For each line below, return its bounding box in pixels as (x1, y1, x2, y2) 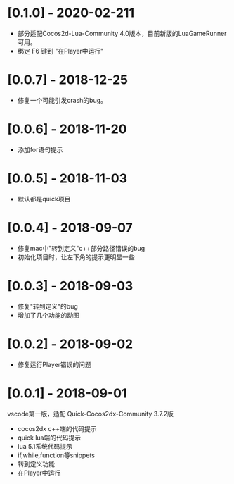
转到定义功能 (17, 459, 55, 468)
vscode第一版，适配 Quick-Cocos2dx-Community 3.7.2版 (7, 409, 174, 418)
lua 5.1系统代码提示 (17, 442, 72, 450)
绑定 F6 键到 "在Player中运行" (17, 46, 104, 55)
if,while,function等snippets (17, 451, 95, 459)
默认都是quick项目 (17, 194, 71, 203)
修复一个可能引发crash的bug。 (17, 96, 108, 104)
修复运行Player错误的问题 (17, 360, 91, 368)
